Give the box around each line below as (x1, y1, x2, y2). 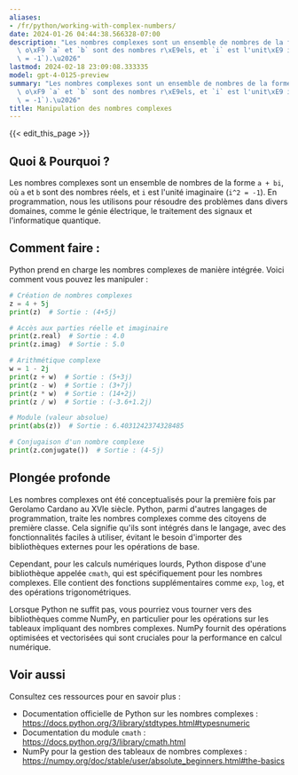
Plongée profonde (9, 471, 111, 486)
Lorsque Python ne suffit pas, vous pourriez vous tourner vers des (9, 604, 253, 614)
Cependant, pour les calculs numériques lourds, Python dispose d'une (9, 558, 267, 569)
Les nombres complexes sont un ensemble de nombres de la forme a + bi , (9, 178, 284, 188)
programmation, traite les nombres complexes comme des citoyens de (9, 512, 267, 524)
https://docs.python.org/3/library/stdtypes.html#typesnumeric (21, 717, 250, 728)
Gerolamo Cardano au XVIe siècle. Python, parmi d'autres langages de (9, 503, 268, 514)
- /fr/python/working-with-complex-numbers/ (9, 21, 176, 30)
